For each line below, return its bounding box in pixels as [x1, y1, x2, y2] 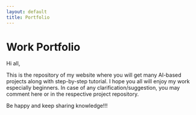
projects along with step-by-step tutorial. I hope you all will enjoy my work [6, 78, 190, 85]
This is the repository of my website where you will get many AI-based [6, 71, 182, 78]
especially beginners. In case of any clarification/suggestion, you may [6, 84, 180, 92]
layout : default [6, 8, 47, 15]
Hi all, [6, 60, 21, 67]
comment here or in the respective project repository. [6, 90, 139, 98]
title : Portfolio [6, 14, 50, 20]
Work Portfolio [6, 40, 80, 54]
